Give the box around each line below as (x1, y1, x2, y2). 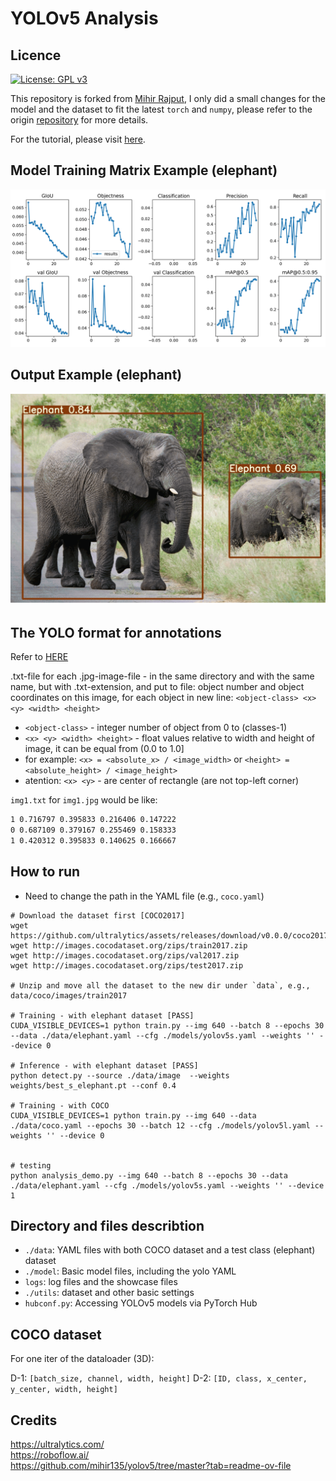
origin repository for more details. (10, 114, 149, 126)
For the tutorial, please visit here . (10, 133, 146, 145)
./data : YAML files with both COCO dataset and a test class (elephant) (24, 1244, 316, 1256)
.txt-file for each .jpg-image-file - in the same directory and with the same (10, 670, 315, 682)
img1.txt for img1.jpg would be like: (10, 794, 158, 806)
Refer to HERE (10, 651, 69, 663)
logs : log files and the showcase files (24, 1276, 178, 1288)
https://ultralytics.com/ (10, 1438, 105, 1450)
